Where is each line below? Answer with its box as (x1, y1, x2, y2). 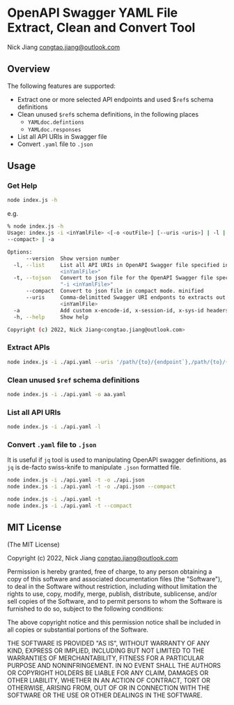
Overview (7, 63, 51, 75)
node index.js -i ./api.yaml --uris (7, 358, 114, 365)
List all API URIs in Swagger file (17, 132, 107, 140)
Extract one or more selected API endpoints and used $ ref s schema (17, 95, 214, 103)
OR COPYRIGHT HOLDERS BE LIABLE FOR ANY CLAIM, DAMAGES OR (7, 669, 209, 677)
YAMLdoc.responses (27, 126, 81, 133)
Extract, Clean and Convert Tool (7, 20, 196, 36)
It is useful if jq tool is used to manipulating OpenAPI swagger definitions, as (7, 456, 227, 464)
